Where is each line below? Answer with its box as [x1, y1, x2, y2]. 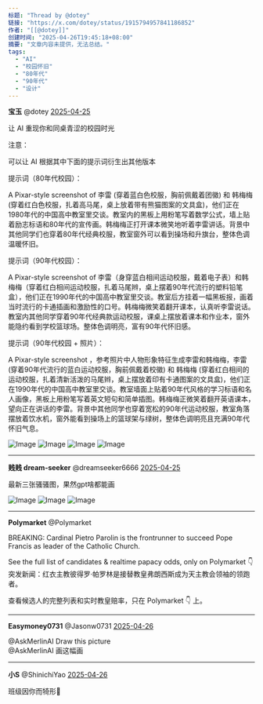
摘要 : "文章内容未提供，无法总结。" [8, 41, 110, 49]
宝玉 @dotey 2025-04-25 [8, 107, 91, 116]
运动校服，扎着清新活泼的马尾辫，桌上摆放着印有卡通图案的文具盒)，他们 [8, 374, 244, 385]
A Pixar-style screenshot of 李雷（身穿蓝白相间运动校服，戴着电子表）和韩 [8, 272, 249, 283]
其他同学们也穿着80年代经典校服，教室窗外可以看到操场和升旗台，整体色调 [8, 229, 250, 239]
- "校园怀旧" [15, 63, 53, 71]
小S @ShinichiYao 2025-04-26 [8, 670, 108, 680]
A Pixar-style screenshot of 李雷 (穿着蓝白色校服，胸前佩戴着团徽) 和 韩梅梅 [8, 190, 253, 200]
